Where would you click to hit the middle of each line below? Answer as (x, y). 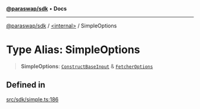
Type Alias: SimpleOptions (73, 50)
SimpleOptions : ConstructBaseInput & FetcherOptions (87, 66)
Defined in (26, 85)
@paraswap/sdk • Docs (37, 9)
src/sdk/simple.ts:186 (32, 99)
